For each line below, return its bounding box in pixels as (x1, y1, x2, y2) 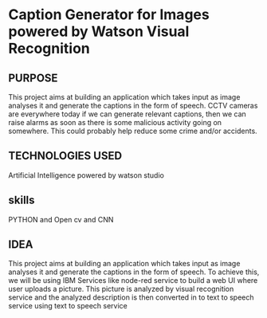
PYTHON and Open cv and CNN (8, 214, 114, 224)
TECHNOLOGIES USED (8, 149, 122, 163)
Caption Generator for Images (8, 6, 210, 24)
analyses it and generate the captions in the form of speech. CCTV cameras (8, 101, 258, 110)
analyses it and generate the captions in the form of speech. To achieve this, (8, 267, 260, 277)
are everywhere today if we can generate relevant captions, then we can (8, 109, 247, 119)
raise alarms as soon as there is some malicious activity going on (8, 118, 222, 127)
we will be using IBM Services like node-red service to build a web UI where (8, 276, 258, 285)
